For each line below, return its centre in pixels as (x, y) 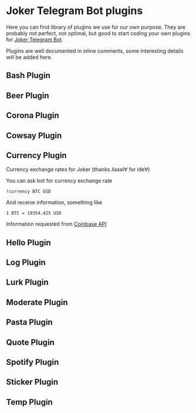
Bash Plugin (28, 75)
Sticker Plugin (32, 382)
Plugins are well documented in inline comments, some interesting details (95, 50)
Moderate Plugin (37, 302)
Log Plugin (26, 263)
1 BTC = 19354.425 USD (34, 213)
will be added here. (29, 57)
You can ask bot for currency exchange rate (59, 181)
